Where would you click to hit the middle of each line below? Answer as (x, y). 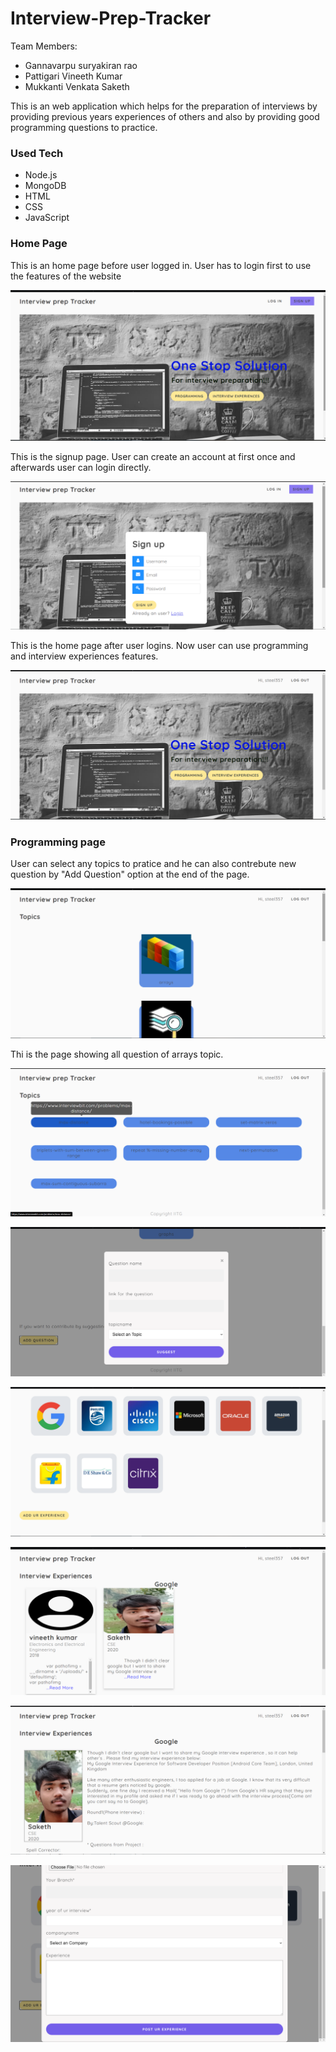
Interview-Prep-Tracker (111, 18)
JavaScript (47, 218)
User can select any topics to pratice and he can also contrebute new (153, 864)
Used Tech (37, 153)
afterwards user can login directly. (81, 468)
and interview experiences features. (84, 656)
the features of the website (66, 276)
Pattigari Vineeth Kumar (73, 76)
